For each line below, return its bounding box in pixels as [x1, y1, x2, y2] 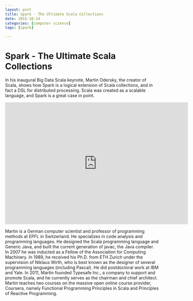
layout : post [5, 7, 32, 12]
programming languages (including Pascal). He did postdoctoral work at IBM [5, 264, 159, 271]
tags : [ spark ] [5, 25, 34, 30]
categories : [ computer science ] [5, 20, 71, 26]
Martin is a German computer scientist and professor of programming [5, 228, 145, 234]
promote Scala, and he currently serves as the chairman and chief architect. [5, 275, 158, 281]
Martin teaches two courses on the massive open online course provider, [5, 280, 152, 286]
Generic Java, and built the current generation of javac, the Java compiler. [5, 244, 154, 250]
